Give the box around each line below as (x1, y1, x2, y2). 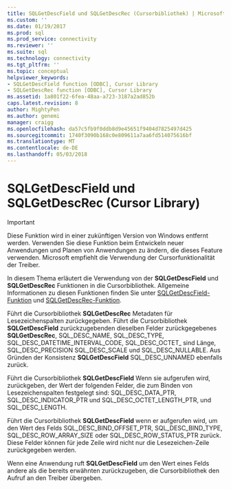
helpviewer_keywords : (7, 74, 69, 81)
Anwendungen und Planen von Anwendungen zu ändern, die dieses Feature (7, 246, 223, 254)
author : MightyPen (7, 106, 60, 113)
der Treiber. (7, 260, 40, 269)
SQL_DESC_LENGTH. (7, 403, 67, 411)
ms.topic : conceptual (7, 67, 69, 74)
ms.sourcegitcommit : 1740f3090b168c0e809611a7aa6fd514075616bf (7, 132, 192, 138)
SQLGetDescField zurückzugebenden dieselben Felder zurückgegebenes (7, 324, 217, 332)
